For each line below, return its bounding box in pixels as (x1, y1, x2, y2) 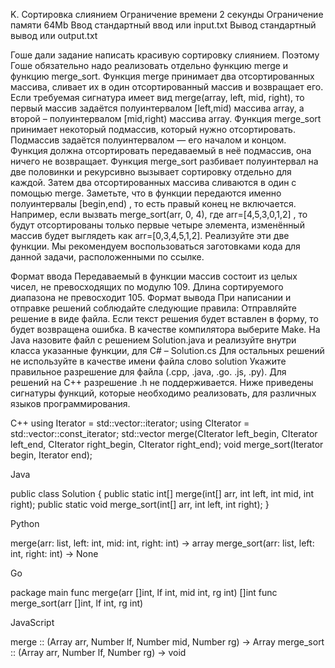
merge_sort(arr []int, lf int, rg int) (10, 597, 144, 609)
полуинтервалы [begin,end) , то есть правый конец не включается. (10, 198, 297, 209)
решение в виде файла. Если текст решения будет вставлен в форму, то (10, 313, 319, 324)
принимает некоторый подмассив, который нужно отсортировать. (10, 124, 296, 135)
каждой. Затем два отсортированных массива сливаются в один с (10, 177, 297, 188)
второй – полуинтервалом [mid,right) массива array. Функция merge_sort (10, 113, 322, 124)
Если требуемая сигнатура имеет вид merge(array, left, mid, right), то (10, 92, 305, 103)
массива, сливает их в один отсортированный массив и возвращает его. (10, 81, 324, 93)
